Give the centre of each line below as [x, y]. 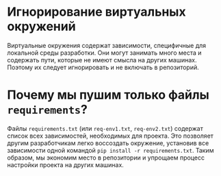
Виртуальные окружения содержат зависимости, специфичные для [107, 45]
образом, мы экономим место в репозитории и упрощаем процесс [106, 158]
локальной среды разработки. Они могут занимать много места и [104, 53]
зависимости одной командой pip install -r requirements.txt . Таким [110, 150]
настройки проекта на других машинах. [66, 164]
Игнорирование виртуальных [96, 12]
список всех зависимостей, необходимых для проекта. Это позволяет [110, 136]
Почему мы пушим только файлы [108, 95]
